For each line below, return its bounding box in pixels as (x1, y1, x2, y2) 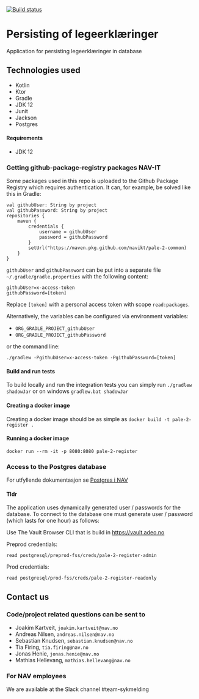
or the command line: (6, 343, 60, 350)
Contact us (6, 591, 49, 602)
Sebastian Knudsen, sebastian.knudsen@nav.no (15, 637, 133, 645)
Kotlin (15, 81, 30, 89)
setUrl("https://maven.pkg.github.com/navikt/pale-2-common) (28, 245, 187, 251)
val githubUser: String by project (6, 202, 97, 208)
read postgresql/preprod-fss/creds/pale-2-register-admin (6, 553, 157, 559)
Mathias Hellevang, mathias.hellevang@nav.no (15, 657, 131, 664)
